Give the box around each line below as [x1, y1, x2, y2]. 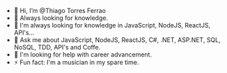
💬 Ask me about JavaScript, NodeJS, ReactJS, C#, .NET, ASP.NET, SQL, [13, 36, 221, 44]
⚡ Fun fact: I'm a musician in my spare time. [13, 59, 139, 66]
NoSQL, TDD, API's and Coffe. [13, 43, 101, 51]
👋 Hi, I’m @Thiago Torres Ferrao [13, 7, 107, 14]
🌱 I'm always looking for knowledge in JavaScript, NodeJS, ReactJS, [13, 21, 211, 29]
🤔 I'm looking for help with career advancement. [13, 50, 152, 59]
